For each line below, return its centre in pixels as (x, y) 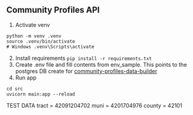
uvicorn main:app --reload (41, 94)
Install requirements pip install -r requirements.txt (83, 58)
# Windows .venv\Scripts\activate (51, 46)
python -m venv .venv (34, 36)
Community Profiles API (53, 10)
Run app (26, 77)
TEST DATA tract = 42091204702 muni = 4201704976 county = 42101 (94, 105)
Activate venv (32, 24)
